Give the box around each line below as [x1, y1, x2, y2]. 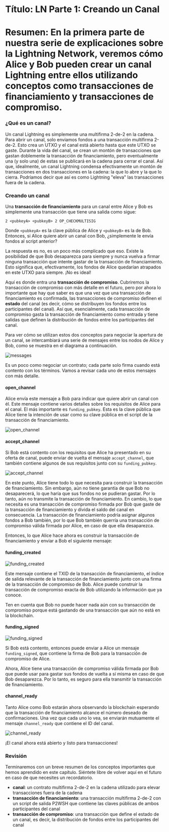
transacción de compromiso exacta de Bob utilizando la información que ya [5, 586, 162, 592]
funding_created [5, 549, 41, 556]
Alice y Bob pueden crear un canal [5, 59, 152, 70]
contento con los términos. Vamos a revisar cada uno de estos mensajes [5, 367, 156, 373]
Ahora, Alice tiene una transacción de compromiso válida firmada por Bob [5, 665, 159, 672]
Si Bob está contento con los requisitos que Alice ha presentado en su [5, 450, 151, 456]
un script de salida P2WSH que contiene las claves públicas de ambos [12, 801, 159, 807]
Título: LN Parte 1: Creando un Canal [5, 4, 160, 15]
